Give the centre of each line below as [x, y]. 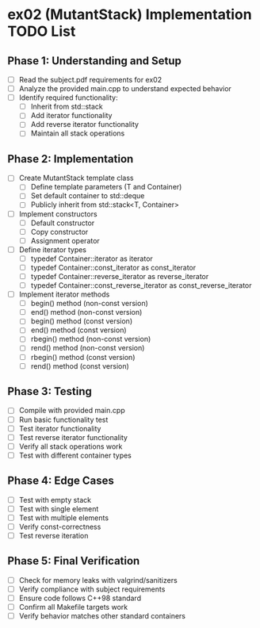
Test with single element [59, 508]
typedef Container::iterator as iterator [92, 258]
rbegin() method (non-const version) [91, 339]
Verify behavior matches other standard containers [102, 616]
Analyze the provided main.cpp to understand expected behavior [125, 89]
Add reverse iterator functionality [85, 124]
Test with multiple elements [63, 518]
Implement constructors [58, 214]
